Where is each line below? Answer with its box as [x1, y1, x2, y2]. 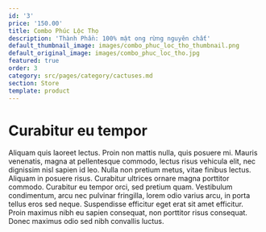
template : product [8, 86, 70, 95]
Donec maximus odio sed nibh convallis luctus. [8, 217, 164, 226]
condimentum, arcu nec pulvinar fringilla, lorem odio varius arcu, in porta [8, 191, 251, 201]
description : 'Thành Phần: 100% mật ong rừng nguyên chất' [8, 34, 211, 43]
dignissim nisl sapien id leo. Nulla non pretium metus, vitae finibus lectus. [8, 165, 251, 175]
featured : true [8, 57, 60, 65]
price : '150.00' [8, 19, 63, 27]
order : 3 [8, 64, 38, 72]
